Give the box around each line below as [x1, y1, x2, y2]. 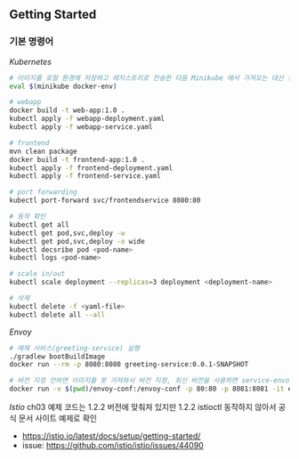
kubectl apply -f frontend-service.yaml [9, 172, 162, 181]
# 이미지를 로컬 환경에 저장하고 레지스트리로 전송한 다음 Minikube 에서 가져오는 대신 [9, 73, 285, 83]
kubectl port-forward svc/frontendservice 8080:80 [9, 196, 201, 205]
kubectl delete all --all [9, 310, 105, 319]
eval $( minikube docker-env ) [9, 82, 117, 91]
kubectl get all [9, 220, 69, 229]
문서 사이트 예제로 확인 [18, 413, 98, 423]
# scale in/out [9, 270, 66, 278]
